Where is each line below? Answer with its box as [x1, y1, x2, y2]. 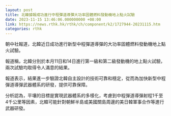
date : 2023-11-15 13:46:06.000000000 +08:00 [5, 17, 101, 22]
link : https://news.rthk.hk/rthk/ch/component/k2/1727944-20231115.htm [5, 21, 160, 27]
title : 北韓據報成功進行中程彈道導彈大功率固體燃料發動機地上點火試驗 [5, 12, 135, 17]
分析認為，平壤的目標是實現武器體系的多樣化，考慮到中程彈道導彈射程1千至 [5, 93, 163, 99]
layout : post [5, 7, 33, 13]
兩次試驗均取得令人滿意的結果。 [5, 65, 72, 71]
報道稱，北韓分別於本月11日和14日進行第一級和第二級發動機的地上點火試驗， [5, 58, 165, 64]
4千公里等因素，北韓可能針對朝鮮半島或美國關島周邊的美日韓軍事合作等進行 [5, 99, 164, 105]
